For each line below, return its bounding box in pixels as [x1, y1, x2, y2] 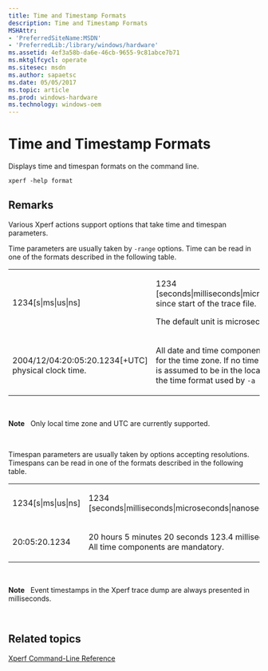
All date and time [155, 345, 219, 356]
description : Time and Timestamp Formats [8, 19, 148, 27]
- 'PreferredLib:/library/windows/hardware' [8, 41, 159, 49]
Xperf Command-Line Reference [8, 653, 116, 663]
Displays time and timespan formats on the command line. [8, 161, 199, 172]
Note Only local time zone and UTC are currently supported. [8, 418, 211, 428]
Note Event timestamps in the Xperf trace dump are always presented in [8, 585, 250, 594]
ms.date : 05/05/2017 [8, 78, 77, 86]
